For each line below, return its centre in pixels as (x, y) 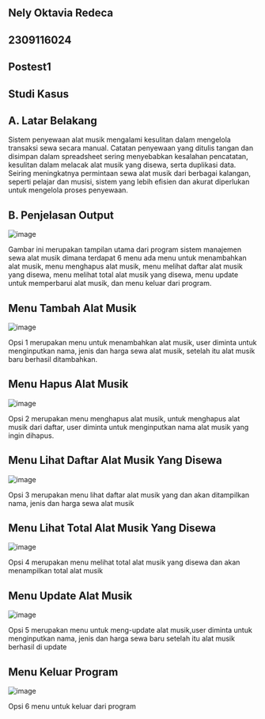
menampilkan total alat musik (56, 571)
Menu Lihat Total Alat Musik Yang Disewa (112, 529)
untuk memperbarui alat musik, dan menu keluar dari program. (110, 283)
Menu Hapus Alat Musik (68, 384)
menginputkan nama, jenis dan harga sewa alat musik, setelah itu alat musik (132, 351)
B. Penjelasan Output (61, 215)
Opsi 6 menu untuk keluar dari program (72, 706)
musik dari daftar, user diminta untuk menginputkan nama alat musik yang (129, 427)
